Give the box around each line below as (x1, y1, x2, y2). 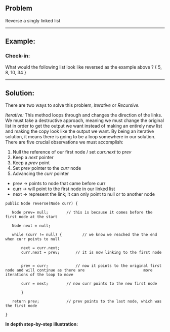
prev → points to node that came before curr (12, 180, 106, 187)
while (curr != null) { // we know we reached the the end (12, 232, 157, 237)
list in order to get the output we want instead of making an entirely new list (5, 123, 162, 129)
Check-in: (5, 52, 30, 59)
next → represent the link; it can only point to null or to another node (12, 191, 155, 197)
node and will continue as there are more (5, 268, 153, 273)
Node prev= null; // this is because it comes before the (12, 210, 153, 215)
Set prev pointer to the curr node (12, 165, 81, 171)
